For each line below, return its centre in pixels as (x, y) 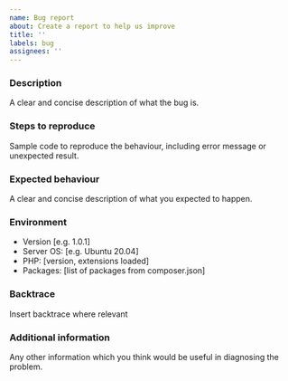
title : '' (28, 34)
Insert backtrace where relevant (69, 314)
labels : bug (32, 43)
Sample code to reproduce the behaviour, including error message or (138, 146)
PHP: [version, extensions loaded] (86, 261)
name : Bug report (42, 18)
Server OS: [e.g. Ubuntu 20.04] (80, 252)
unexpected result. (44, 156)
